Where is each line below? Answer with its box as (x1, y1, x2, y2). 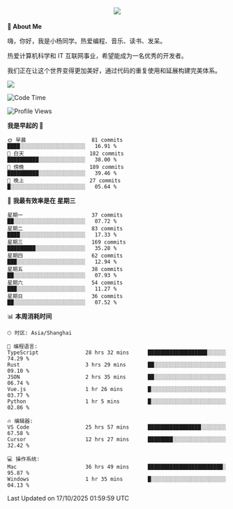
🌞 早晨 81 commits (7, 136, 123, 143)
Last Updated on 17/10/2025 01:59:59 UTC (7, 494, 129, 502)
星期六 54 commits (7, 279, 123, 286)
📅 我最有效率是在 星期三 (7, 196, 76, 205)
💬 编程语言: (7, 343, 38, 350)
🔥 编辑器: (7, 418, 33, 425)
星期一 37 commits (7, 212, 123, 219)
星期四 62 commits (7, 252, 123, 259)
